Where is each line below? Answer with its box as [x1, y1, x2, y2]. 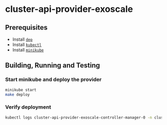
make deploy [5, 92, 30, 97]
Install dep [12, 36, 33, 42]
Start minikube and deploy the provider [5, 76, 102, 83]
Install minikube [12, 47, 44, 53]
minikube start [5, 87, 37, 92]
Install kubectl [12, 42, 42, 48]
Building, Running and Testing [5, 61, 100, 70]
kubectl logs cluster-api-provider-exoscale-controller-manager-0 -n [5, 115, 153, 120]
